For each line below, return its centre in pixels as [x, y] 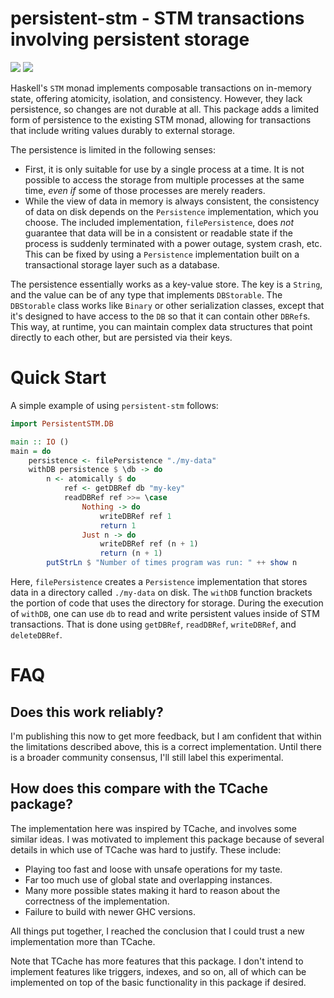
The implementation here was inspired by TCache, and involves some [153, 828]
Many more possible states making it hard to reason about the [152, 890]
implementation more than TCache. [83, 941]
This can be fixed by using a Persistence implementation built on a [162, 254]
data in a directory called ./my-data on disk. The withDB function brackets [161, 592]
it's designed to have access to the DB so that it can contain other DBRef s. [160, 316]
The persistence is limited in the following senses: [113, 149]
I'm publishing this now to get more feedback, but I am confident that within [166, 736]
